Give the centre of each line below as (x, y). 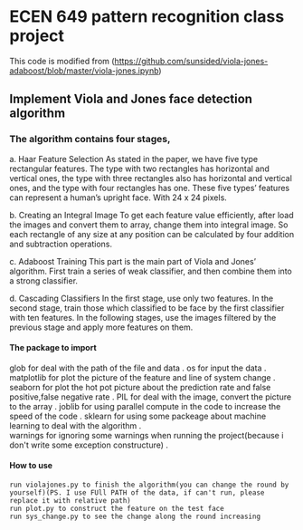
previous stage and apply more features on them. (101, 327)
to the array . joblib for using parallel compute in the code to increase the (145, 406)
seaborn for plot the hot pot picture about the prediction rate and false (140, 387)
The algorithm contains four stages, (90, 140)
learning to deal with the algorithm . (76, 425)
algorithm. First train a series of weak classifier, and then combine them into (151, 271)
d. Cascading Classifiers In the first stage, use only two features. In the (142, 298)
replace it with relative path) (70, 501)
